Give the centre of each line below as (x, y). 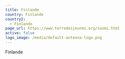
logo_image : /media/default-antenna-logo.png (53, 38)
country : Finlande (24, 14)
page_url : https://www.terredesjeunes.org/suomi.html (63, 28)
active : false (20, 33)
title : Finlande (22, 10)
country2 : (16, 19)
